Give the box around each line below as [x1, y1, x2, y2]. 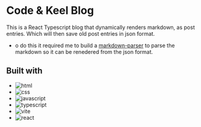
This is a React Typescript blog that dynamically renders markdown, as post [6, 24, 195, 31]
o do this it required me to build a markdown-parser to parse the [14, 42, 175, 49]
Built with [6, 66, 43, 76]
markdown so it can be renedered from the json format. [14, 48, 153, 55]
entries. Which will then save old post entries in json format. [6, 30, 155, 37]
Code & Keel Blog [6, 4, 94, 18]
